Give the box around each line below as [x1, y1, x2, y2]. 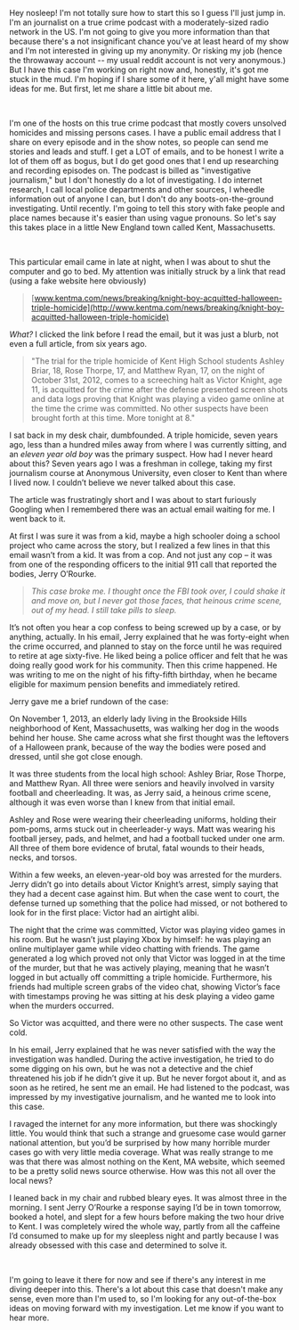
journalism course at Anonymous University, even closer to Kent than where [9, 468, 287, 478]
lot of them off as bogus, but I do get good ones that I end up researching [9, 156, 279, 166]
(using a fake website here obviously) [9, 275, 147, 286]
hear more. [9, 1312, 50, 1323]
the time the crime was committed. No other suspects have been [30, 403, 269, 414]
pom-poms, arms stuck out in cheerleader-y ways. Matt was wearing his [9, 824, 276, 834]
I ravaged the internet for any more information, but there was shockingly [9, 1119, 278, 1129]
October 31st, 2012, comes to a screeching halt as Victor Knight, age [30, 374, 283, 385]
